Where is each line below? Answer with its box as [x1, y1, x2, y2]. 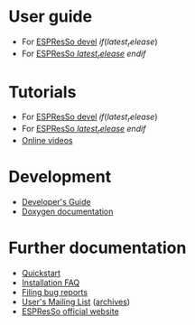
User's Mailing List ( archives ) [21, 296, 131, 307]
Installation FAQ [21, 277, 80, 288]
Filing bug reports [21, 286, 88, 297]
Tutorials [8, 81, 77, 102]
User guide [8, 6, 92, 27]
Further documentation [8, 237, 187, 258]
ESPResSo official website [21, 305, 119, 317]
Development [8, 167, 112, 187]
